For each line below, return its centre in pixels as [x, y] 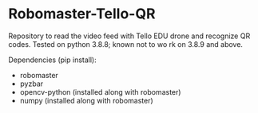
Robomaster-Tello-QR [82, 14]
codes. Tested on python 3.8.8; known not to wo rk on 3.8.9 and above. [126, 44]
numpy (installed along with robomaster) [86, 100]
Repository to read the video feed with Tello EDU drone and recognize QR [129, 36]
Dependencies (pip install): [53, 60]
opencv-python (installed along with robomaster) [100, 92]
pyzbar [32, 84]
